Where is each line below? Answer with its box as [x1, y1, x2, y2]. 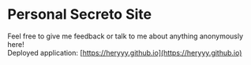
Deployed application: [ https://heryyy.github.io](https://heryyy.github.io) [7, 48, 242, 57]
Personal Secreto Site [7, 5, 152, 23]
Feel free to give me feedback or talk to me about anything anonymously [7, 31, 244, 41]
